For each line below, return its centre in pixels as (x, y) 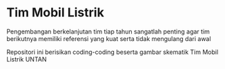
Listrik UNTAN (27, 59)
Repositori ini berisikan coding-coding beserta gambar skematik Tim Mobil (112, 52)
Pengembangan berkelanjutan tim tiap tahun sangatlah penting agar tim (108, 31)
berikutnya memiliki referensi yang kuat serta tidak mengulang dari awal (109, 38)
